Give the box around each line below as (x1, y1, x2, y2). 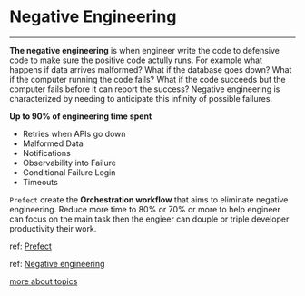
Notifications (22, 147, 71, 158)
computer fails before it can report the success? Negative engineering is (9, 84, 280, 94)
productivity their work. (9, 222, 97, 233)
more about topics (9, 275, 78, 287)
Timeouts (22, 176, 59, 187)
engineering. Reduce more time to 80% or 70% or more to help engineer (9, 203, 281, 214)
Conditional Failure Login (22, 166, 116, 178)
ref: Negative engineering (9, 258, 105, 269)
